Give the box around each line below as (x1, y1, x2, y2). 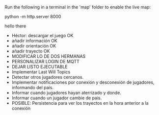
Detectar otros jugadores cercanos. (11, 74, 84, 80)
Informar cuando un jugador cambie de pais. (11, 95, 102, 101)
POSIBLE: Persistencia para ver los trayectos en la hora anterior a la (11, 100, 149, 106)
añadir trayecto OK (11, 48, 50, 54)
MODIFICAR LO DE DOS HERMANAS (11, 53, 86, 59)
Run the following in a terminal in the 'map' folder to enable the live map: (4, 4, 151, 10)
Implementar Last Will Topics (11, 69, 71, 75)
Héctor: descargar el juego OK (11, 33, 74, 38)
